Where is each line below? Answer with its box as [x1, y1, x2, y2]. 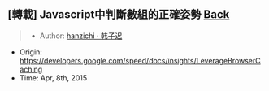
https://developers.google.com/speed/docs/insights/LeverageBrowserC [19, 55, 261, 65]
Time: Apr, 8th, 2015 [19, 72, 88, 83]
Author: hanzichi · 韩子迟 [39, 31, 123, 41]
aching [19, 64, 43, 74]
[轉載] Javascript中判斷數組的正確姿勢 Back [7, 7, 230, 22]
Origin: [19, 47, 42, 57]
